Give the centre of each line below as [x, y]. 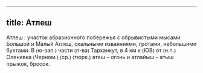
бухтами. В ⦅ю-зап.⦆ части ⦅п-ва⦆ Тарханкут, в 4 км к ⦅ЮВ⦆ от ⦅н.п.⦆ [91, 50]
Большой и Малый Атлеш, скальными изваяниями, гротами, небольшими [101, 43]
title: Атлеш [29, 23]
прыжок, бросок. [28, 63]
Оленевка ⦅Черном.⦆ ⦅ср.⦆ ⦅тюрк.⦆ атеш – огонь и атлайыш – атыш [90, 57]
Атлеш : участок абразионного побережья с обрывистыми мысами [93, 37]
